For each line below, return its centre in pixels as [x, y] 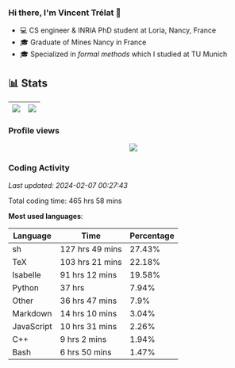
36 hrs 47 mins [89, 301]
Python [26, 287]
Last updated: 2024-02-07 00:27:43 [68, 185]
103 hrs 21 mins [91, 262]
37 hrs [72, 287]
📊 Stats [28, 83]
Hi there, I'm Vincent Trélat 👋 [65, 13]
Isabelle [27, 274]
